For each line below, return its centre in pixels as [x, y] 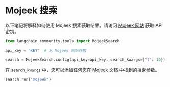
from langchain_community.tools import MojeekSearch [63, 41]
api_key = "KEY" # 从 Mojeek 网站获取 [46, 50]
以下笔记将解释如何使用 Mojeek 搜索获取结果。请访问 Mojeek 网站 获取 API [84, 25]
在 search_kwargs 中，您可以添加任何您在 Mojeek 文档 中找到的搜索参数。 [82, 70]
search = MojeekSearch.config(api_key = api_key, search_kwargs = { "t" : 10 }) [86, 59]
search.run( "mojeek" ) [28, 79]
